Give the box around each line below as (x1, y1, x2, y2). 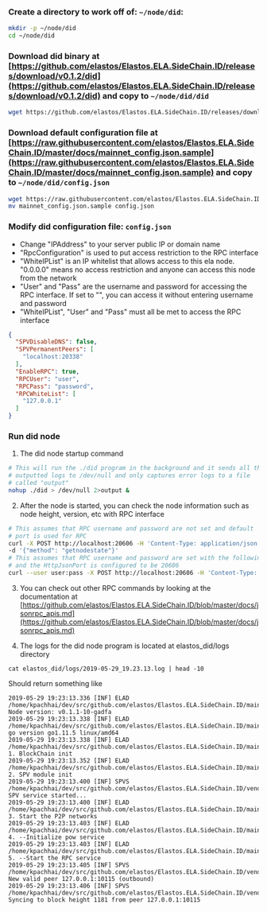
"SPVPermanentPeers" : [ (15, 345, 94, 354)
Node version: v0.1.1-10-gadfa (8, 708, 112, 716)
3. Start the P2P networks (8, 812, 98, 821)
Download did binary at (8, 50, 100, 61)
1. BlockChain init (8, 750, 73, 758)
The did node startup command (19, 448, 124, 459)
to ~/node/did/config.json (8, 177, 110, 188)
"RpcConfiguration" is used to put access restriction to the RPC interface (19, 247, 259, 257)
